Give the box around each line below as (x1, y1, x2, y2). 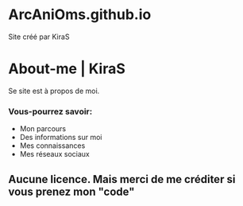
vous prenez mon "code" (8, 185, 135, 198)
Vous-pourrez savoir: (8, 106, 93, 117)
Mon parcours (19, 124, 66, 134)
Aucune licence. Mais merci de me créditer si (8, 173, 236, 186)
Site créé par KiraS (8, 32, 70, 41)
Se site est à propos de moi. (8, 86, 100, 95)
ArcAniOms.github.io (8, 6, 152, 24)
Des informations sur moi (19, 133, 102, 142)
